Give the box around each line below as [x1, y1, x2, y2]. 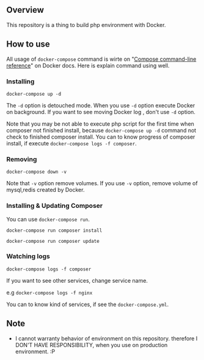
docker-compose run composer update [6, 238, 100, 244]
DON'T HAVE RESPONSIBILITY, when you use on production [15, 341, 168, 348]
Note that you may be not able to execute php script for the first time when [6, 120, 194, 128]
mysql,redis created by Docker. [6, 186, 85, 194]
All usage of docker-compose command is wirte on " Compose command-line [6, 55, 197, 63]
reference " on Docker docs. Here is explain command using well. [6, 61, 170, 69]
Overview [6, 5, 45, 15]
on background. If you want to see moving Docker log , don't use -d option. [6, 108, 195, 115]
